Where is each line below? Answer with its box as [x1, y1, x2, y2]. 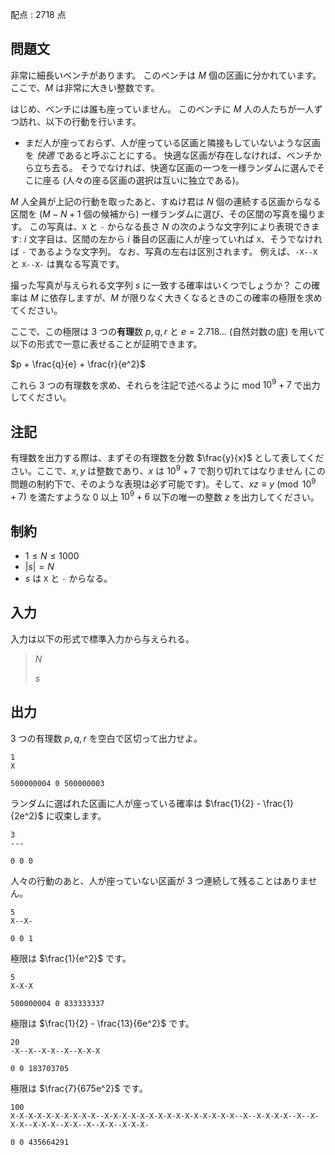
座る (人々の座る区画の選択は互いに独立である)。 [42, 174, 245, 186]
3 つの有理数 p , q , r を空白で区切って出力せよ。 [10, 732, 203, 744]
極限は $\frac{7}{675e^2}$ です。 [10, 1082, 148, 1094]
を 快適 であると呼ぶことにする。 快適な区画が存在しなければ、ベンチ [24, 149, 313, 161]
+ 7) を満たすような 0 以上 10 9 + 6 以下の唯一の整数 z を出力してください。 [10, 489, 320, 503]
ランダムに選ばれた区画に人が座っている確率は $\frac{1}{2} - [10, 797, 262, 809]
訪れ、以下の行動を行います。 [18, 115, 142, 127]
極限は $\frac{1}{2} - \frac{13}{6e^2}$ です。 [10, 1017, 195, 1029]
